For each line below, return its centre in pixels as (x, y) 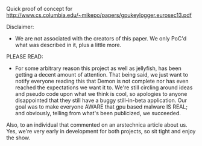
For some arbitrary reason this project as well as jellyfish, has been (98, 68)
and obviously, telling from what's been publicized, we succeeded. (98, 113)
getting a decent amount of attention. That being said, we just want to (102, 75)
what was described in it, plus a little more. (68, 45)
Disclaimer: (20, 27)
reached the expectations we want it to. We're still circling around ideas (104, 87)
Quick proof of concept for (39, 9)
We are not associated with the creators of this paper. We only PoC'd (101, 38)
